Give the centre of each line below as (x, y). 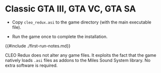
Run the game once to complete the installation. (60, 36)
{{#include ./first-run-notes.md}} (38, 46)
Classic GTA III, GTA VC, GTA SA (71, 9)
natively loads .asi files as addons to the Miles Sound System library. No (78, 60)
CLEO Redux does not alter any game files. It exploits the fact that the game (81, 55)
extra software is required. (32, 65)
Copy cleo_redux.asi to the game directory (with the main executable (82, 22)
